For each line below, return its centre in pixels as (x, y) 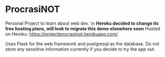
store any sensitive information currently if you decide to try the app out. (80, 49)
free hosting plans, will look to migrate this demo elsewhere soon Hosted (83, 28)
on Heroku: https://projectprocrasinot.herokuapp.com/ (62, 34)
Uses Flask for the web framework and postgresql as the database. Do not (82, 43)
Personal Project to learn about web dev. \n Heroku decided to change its (82, 23)
